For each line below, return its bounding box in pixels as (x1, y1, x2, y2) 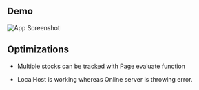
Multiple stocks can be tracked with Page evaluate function (17, 62, 186, 70)
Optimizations (7, 44, 69, 56)
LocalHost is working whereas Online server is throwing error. (17, 75, 193, 83)
